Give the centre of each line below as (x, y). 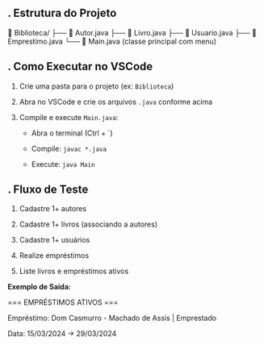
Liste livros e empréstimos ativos (74, 271)
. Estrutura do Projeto (62, 13)
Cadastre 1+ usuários (54, 240)
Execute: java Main (63, 164)
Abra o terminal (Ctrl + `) (72, 133)
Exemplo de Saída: (40, 287)
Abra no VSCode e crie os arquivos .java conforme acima (116, 102)
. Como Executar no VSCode (80, 67)
